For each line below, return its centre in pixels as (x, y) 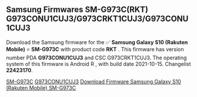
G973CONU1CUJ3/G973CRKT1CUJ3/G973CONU (97, 19)
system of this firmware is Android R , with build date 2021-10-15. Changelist (98, 63)
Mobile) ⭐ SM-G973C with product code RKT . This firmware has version (95, 49)
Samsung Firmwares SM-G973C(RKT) (77, 10)
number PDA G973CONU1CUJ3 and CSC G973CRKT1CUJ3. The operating (96, 58)
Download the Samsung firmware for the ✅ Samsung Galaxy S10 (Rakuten (97, 42)
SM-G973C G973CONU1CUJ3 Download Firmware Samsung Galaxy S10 (94, 81)
